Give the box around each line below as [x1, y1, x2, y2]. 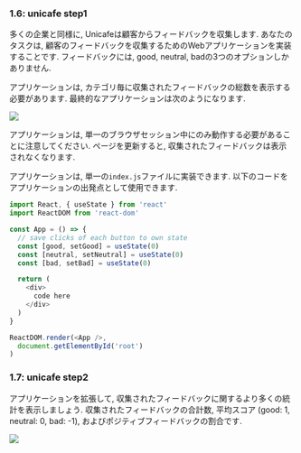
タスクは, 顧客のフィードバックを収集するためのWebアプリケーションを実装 [9, 40, 292, 51]
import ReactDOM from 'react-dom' [9, 208, 140, 218]
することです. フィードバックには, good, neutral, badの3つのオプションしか [9, 51, 289, 62]
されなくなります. [9, 152, 76, 162]
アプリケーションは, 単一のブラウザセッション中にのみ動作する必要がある [9, 129, 283, 140]
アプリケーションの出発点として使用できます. [9, 182, 178, 193]
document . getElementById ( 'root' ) [17, 341, 144, 350]
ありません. [9, 62, 52, 74]
